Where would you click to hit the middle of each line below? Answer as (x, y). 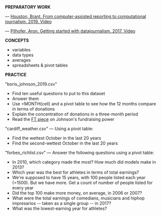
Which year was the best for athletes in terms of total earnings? (75, 172)
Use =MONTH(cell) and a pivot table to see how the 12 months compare (84, 104)
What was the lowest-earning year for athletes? (59, 208)
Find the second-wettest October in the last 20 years (65, 143)
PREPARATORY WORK (28, 7)
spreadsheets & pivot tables (40, 65)
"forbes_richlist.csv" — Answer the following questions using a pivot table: (80, 153)
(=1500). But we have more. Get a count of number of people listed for (82, 183)
